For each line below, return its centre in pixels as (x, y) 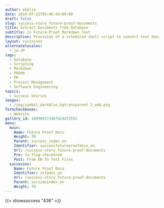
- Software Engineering (33, 87)
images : (13, 101)
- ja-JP (17, 50)
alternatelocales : (24, 46)
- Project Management (31, 82)
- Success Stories (28, 96)
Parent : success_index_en (40, 141)
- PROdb (17, 73)
